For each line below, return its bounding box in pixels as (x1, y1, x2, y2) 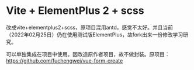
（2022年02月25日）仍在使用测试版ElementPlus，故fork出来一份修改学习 (6, 31, 183, 38)
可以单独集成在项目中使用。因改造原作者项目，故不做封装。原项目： (6, 50, 170, 57)
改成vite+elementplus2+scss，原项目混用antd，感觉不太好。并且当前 (6, 24, 174, 31)
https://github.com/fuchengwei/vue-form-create (6, 57, 123, 64)
